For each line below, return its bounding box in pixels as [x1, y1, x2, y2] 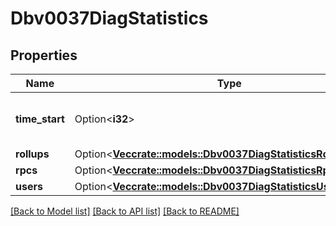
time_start [15, 112, 65, 126]
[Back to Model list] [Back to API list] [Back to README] [10, 205, 240, 217]
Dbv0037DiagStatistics [10, 7, 209, 30]
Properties [10, 47, 78, 64]
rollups [15, 147, 50, 161]
